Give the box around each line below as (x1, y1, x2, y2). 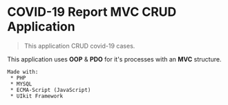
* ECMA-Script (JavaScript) (10, 86, 91, 93)
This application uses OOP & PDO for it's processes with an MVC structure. (7, 55, 222, 63)
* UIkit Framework (10, 93, 64, 99)
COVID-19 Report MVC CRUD (7, 4, 177, 20)
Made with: (7, 68, 39, 75)
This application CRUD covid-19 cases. (23, 41, 135, 50)
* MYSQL (10, 80, 32, 87)
